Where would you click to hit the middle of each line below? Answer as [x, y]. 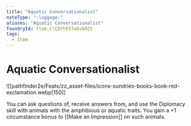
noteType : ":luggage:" [35, 17]
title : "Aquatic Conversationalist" [52, 12]
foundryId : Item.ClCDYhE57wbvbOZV [50, 28]
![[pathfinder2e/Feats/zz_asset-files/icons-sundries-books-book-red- [93, 86]
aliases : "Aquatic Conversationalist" [55, 23]
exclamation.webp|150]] [36, 92]
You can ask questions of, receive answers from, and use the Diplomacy [96, 104]
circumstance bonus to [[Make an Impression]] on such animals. [86, 116]
